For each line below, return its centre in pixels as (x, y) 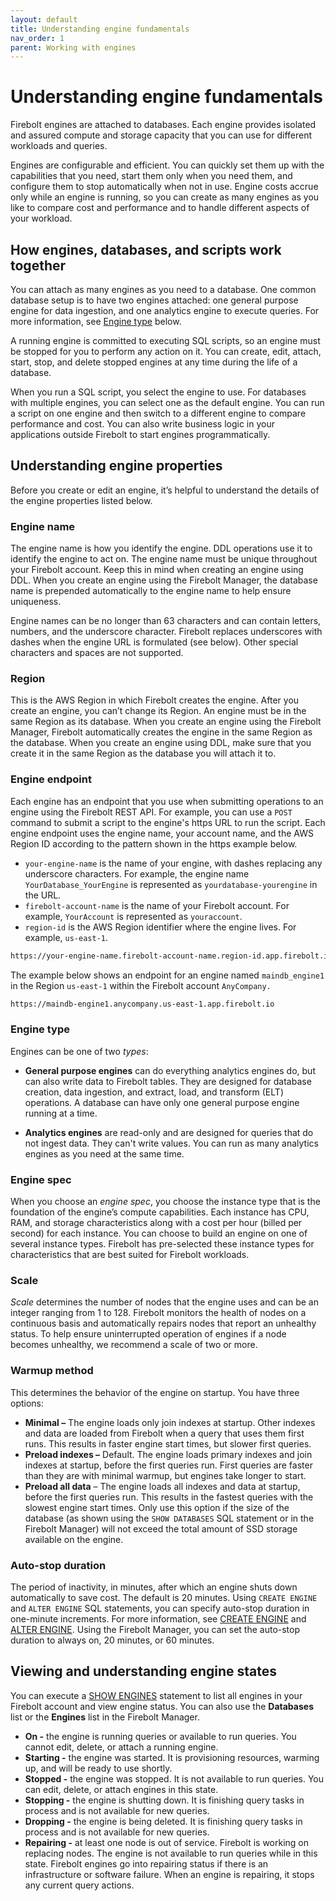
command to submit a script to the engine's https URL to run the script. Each (168, 822)
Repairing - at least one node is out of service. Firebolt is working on (167, 1842)
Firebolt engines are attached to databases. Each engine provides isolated (163, 125)
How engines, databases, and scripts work (146, 249)
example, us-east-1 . (66, 937)
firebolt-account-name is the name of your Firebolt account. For (157, 905)
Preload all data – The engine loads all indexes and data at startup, (162, 1486)
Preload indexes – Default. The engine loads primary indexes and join (168, 1454)
